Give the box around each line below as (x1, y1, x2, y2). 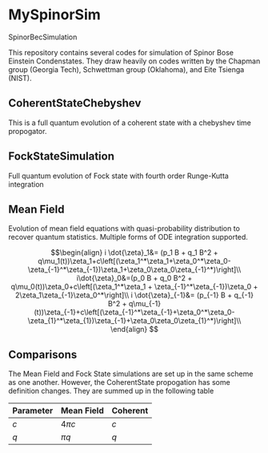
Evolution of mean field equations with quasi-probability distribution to (8, 224, 240, 233)
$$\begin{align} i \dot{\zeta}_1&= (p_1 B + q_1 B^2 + (50, 248, 218, 257)
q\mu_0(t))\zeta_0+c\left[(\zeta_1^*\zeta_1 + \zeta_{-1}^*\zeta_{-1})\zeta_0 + (10, 282, 258, 292)
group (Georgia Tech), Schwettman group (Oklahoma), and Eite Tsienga (8, 64, 245, 74)
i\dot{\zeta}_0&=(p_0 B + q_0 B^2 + (76, 273, 193, 283)
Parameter (12, 405, 54, 416)
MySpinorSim (8, 6, 102, 24)
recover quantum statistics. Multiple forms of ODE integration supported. (8, 233, 248, 242)
